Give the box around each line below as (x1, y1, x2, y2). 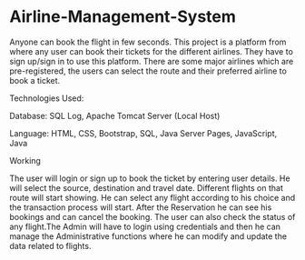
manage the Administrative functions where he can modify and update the (9, 230, 288, 242)
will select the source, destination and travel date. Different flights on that (9, 182, 283, 193)
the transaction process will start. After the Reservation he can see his (9, 202, 272, 213)
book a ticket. (9, 75, 61, 85)
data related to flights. (9, 240, 92, 251)
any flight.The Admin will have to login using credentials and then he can (9, 221, 281, 232)
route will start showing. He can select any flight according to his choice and (9, 192, 296, 203)
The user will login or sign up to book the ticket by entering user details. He (9, 173, 290, 184)
